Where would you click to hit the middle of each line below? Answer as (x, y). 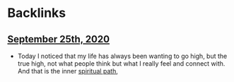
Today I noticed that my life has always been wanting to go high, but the (122, 56)
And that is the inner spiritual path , (68, 71)
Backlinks (37, 13)
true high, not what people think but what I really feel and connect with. (121, 64)
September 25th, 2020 (59, 39)
